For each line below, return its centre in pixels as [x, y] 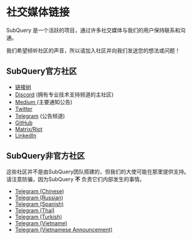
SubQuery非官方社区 [46, 156]
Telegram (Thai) [35, 210]
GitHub [24, 123]
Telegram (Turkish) [39, 217]
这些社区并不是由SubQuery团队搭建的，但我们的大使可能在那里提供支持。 [98, 172]
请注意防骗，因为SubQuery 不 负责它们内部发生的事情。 [76, 179]
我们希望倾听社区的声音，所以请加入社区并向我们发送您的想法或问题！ [93, 50]
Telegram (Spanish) [39, 204]
